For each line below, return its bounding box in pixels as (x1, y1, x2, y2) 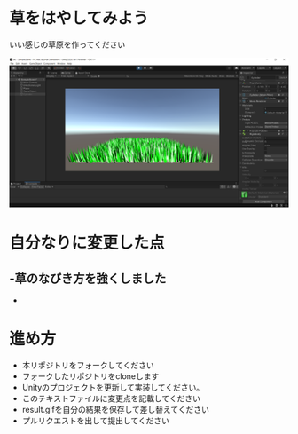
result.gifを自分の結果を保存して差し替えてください (21, 405, 210, 415)
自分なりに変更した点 (9, 233, 166, 253)
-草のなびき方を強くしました (9, 271, 167, 286)
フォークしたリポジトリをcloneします (21, 371, 160, 382)
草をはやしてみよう (9, 8, 149, 28)
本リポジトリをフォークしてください (21, 360, 154, 371)
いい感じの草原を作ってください (9, 39, 126, 50)
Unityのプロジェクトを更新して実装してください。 (21, 383, 205, 393)
